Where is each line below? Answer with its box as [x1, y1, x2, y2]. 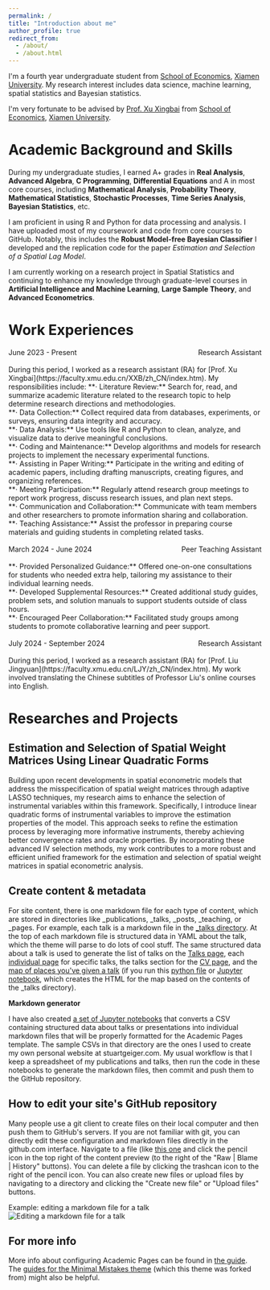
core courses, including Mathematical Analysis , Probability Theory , [8, 184, 237, 194]
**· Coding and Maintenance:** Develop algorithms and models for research [8, 441, 261, 451]
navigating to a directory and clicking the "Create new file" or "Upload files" [8, 1178, 260, 1188]
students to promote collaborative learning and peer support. [8, 621, 211, 631]
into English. [8, 681, 50, 691]
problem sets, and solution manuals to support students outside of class [8, 595, 247, 605]
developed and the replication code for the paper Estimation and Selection [8, 242, 256, 252]
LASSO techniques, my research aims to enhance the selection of [8, 792, 226, 802]
